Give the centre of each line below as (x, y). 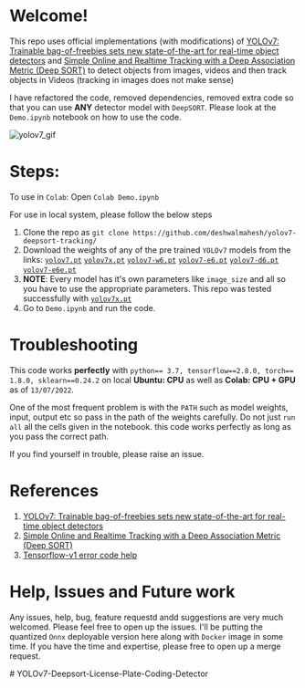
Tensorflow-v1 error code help (80, 555)
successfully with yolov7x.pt (77, 298)
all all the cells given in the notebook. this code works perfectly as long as (150, 426)
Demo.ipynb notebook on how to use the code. (95, 117)
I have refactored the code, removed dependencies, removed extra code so (152, 98)
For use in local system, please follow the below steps (111, 214)
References (54, 491)
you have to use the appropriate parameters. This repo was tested (147, 288)
